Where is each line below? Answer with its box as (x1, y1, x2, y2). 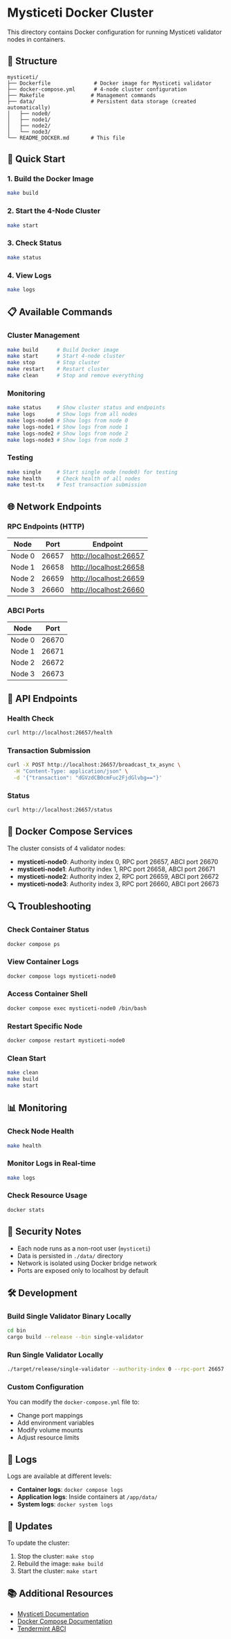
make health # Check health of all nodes (7, 475, 140, 482)
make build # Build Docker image (7, 346, 119, 353)
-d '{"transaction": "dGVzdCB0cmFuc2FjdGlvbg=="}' (13, 774, 163, 781)
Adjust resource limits (17, 1434, 80, 1442)
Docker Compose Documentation (17, 1617, 113, 1625)
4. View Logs (7, 271, 52, 280)
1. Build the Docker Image (7, 174, 94, 184)
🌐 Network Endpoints (7, 501, 102, 513)
